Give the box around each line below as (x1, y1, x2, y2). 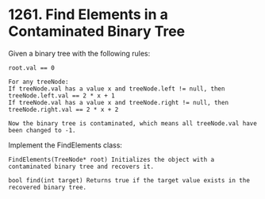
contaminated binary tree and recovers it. (8, 163, 155, 170)
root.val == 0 (8, 63, 56, 72)
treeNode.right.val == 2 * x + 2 (8, 105, 119, 113)
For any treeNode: (8, 78, 69, 86)
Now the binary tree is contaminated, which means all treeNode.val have (8, 119, 258, 128)
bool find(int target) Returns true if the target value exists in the (8, 176, 250, 184)
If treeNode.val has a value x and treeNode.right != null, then (8, 98, 229, 106)
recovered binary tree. (8, 183, 87, 191)
